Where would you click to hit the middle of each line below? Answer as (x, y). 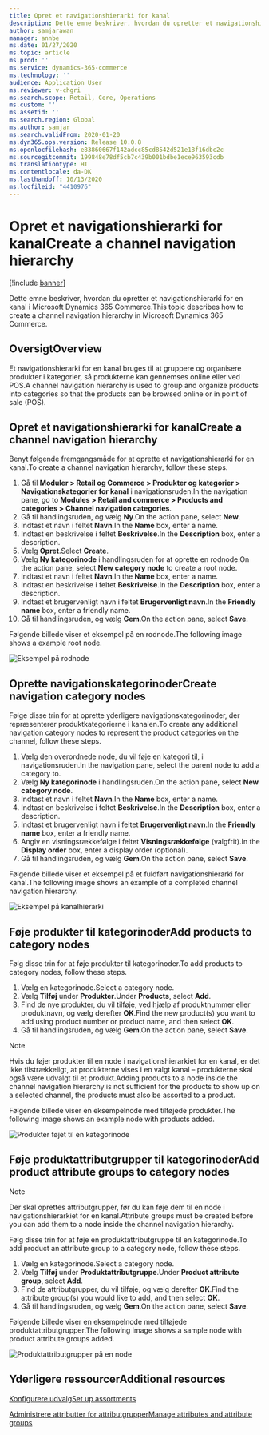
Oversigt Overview (56, 349)
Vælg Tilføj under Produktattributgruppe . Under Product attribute (130, 1272)
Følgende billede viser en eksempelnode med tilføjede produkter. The (122, 1110)
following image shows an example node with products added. (112, 1119)
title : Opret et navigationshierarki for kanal (90, 16)
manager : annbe (34, 38)
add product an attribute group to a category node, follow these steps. (125, 1248)
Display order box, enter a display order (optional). (104, 850)
